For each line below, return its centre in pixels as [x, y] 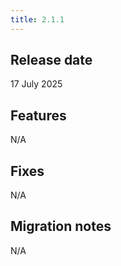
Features [38, 115]
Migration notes [61, 226]
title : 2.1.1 [37, 19]
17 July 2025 [36, 84]
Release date [51, 60]
